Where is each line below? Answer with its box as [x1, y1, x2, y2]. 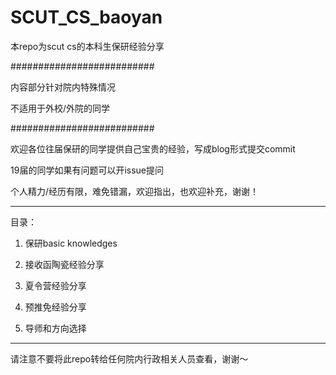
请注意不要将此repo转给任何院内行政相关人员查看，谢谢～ [10, 352, 249, 365]
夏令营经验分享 [24, 279, 87, 291]
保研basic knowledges [24, 237, 118, 249]
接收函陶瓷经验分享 [24, 258, 105, 270]
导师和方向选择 [24, 322, 87, 334]
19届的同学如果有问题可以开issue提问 [10, 164, 164, 176]
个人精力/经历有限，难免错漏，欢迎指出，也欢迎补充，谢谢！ [10, 185, 260, 197]
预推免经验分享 [24, 301, 87, 313]
